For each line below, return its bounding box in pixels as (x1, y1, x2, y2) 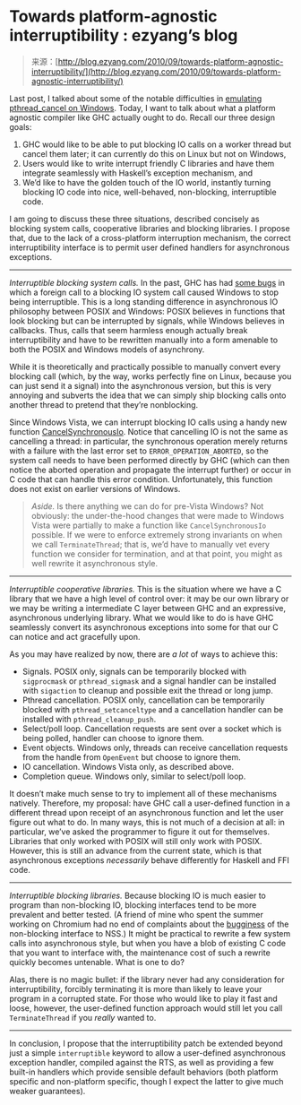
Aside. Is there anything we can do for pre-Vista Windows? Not (30, 500, 264, 512)
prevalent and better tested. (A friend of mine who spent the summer (9, 909, 264, 919)
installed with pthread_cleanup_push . (21, 713, 157, 724)
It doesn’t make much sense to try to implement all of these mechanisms (9, 788, 278, 799)
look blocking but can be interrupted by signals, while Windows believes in (9, 315, 285, 326)
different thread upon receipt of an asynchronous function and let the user (9, 807, 284, 817)
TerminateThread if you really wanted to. (9, 1012, 157, 1023)
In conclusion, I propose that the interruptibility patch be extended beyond (9, 1038, 284, 1049)
